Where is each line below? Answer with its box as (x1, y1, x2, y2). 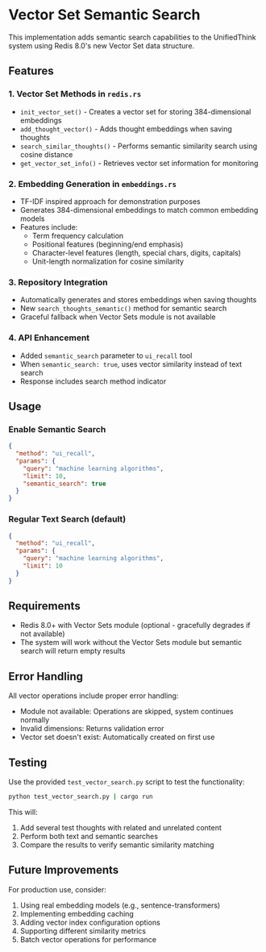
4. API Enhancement (8, 332, 90, 343)
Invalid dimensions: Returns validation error (19, 724, 164, 734)
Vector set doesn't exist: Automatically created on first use (19, 732, 215, 742)
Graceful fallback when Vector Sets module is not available (19, 312, 216, 322)
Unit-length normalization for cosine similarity (31, 256, 184, 266)
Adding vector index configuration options (19, 917, 161, 927)
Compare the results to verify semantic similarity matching (19, 840, 214, 850)
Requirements (8, 599, 81, 613)
